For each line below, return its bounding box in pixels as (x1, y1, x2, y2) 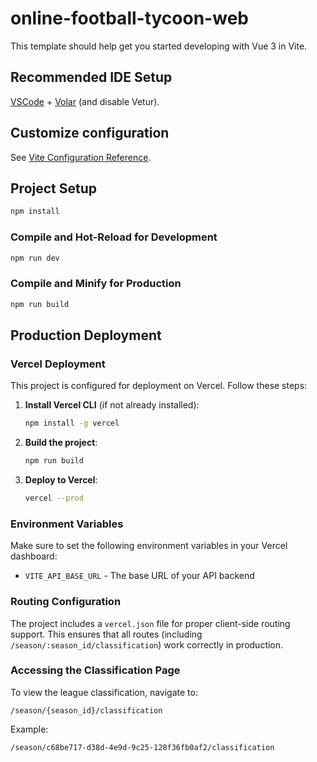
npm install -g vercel (24, 418, 120, 429)
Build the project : (24, 437, 98, 449)
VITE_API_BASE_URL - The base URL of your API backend (24, 570, 255, 582)
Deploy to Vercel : (24, 474, 98, 486)
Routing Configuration (10, 595, 122, 609)
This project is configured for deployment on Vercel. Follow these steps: (10, 380, 308, 392)
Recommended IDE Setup (10, 69, 173, 86)
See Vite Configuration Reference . (10, 151, 152, 163)
